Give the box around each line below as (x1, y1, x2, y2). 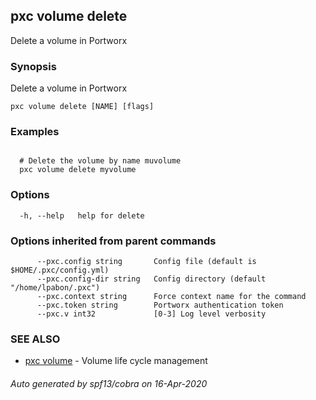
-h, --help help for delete (19, 210, 145, 221)
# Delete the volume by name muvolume (19, 156, 182, 166)
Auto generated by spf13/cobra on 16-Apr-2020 (10, 377, 208, 389)
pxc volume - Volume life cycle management (24, 355, 208, 367)
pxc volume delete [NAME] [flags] (10, 102, 155, 112)
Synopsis (10, 59, 57, 73)
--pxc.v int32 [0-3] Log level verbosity (36, 309, 267, 319)
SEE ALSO (10, 332, 61, 346)
